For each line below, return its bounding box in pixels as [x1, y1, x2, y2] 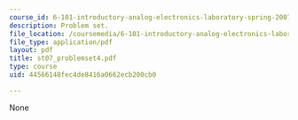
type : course [9, 63, 58, 71]
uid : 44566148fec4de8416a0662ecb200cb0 [9, 71, 157, 79]
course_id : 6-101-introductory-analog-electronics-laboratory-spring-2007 [9, 12, 292, 22]
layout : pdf [9, 46, 53, 55]
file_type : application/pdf [9, 37, 114, 47]
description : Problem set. [9, 21, 109, 30]
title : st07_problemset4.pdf [9, 54, 117, 63]
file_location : [9, 29, 66, 38]
